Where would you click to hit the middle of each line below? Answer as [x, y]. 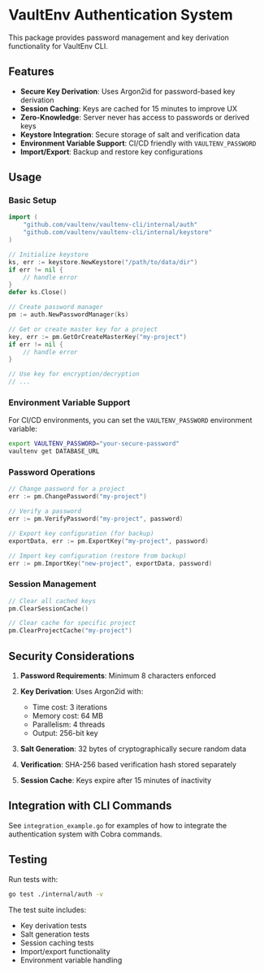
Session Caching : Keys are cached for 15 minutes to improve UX [129, 108]
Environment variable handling [71, 960]
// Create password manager [56, 307]
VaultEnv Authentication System [121, 15]
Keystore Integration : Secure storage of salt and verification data [130, 134]
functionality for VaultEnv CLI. [58, 46]
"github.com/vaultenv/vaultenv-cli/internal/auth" [110, 225]
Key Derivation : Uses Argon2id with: [82, 692]
